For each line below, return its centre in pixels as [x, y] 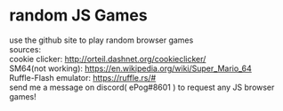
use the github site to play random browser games [101, 40]
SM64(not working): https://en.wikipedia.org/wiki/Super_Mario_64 [130, 68]
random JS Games [79, 16]
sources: [25, 49]
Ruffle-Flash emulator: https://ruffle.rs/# [83, 77]
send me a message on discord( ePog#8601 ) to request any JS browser [142, 87]
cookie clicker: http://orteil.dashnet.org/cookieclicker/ [108, 59]
